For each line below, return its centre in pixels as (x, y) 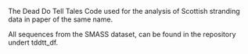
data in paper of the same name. (61, 19)
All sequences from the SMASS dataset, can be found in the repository (122, 34)
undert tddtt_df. (33, 42)
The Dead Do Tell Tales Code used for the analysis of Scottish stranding (124, 11)
